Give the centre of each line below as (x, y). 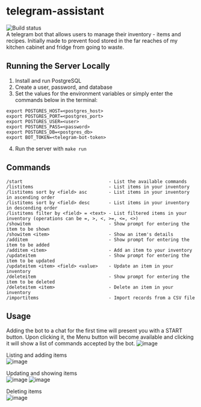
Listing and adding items (37, 355)
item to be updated (31, 261)
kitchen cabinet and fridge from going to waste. (65, 47)
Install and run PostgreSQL (48, 80)
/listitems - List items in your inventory (98, 187)
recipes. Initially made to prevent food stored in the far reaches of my (92, 40)
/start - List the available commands (97, 181)
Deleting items (24, 391)
